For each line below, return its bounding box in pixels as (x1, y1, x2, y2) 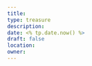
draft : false (7, 36, 45, 43)
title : (7, 10, 26, 17)
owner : (7, 49, 26, 56)
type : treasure (7, 16, 51, 23)
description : (7, 23, 45, 30)
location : (7, 42, 36, 49)
